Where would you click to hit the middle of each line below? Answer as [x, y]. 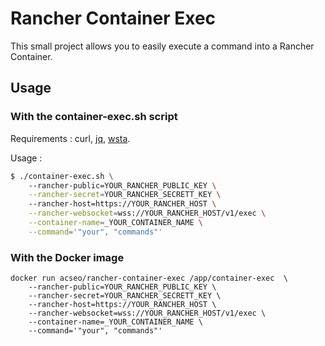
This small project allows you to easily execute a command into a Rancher [162, 46]
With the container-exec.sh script [94, 117]
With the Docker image [67, 257]
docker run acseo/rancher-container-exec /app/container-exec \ [149, 278]
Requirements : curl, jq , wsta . [70, 138]
